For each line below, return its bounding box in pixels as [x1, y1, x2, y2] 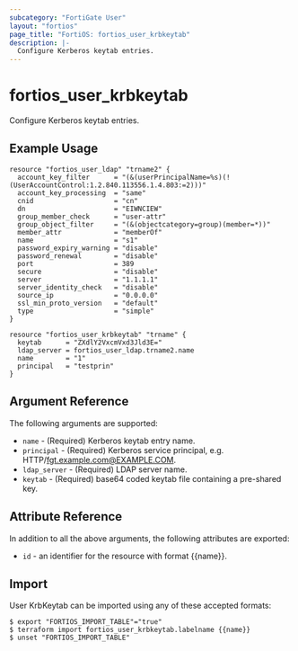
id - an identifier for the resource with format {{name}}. [22, 550, 227, 561]
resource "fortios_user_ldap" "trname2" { [9, 165, 171, 174]
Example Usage [9, 141, 99, 156]
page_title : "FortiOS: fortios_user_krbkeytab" [9, 30, 191, 39]
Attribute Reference [9, 509, 123, 524]
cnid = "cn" [17, 196, 139, 205]
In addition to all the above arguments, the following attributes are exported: [9, 532, 290, 544]
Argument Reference [9, 394, 129, 409]
